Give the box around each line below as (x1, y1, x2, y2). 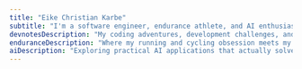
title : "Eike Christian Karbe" (9, 13, 127, 22)
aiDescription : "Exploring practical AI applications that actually (9, 47, 271, 56)
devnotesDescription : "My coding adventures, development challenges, (9, 30, 280, 39)
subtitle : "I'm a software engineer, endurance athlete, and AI (9, 22, 255, 30)
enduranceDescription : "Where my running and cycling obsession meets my (9, 38, 292, 47)
